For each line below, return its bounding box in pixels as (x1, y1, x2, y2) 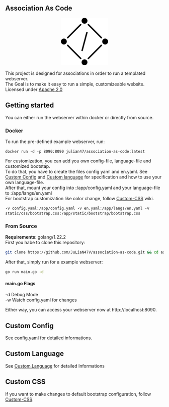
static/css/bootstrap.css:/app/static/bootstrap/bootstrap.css (5, 211, 141, 216)
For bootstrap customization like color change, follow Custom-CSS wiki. (5, 195, 154, 201)
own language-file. (5, 179, 44, 185)
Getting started (5, 101, 54, 110)
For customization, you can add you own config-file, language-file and (5, 158, 151, 164)
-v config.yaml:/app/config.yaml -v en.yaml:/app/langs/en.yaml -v (5, 206, 150, 211)
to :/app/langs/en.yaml (5, 190, 52, 196)
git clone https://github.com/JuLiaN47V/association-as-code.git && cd (5, 250, 158, 255)
